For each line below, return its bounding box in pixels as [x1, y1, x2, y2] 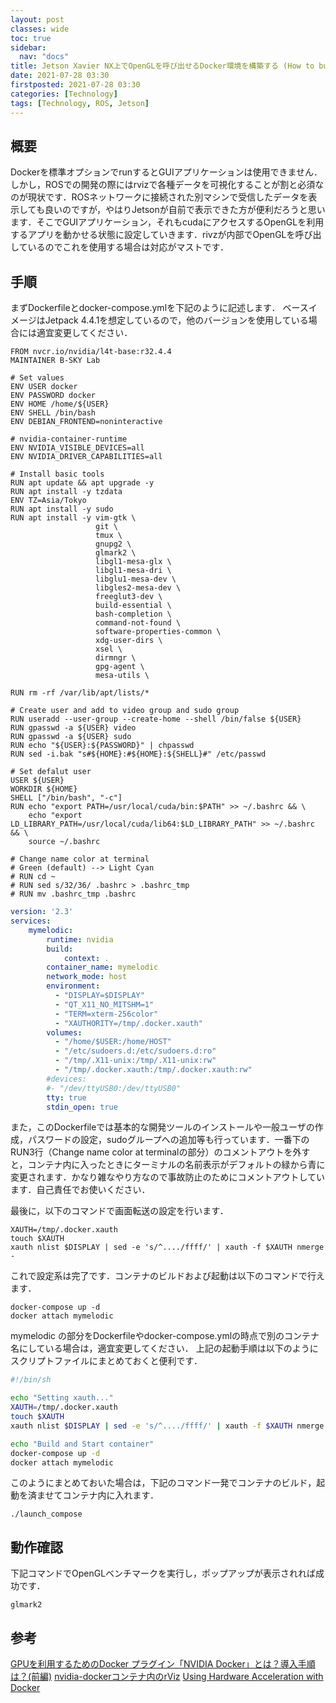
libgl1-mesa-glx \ [95, 557, 172, 567]
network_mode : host [46, 972, 128, 982]
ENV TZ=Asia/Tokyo [10, 496, 87, 506]
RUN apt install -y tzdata [10, 487, 123, 497]
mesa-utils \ [95, 671, 150, 681]
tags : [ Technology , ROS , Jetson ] [10, 98, 150, 108]
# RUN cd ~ [10, 872, 56, 882]
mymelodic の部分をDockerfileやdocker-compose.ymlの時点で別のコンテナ [10, 1330, 320, 1342]
